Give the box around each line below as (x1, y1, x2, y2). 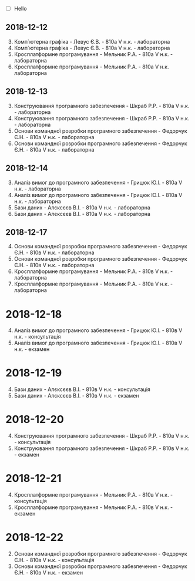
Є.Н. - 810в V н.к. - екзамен (14, 569, 83, 576)
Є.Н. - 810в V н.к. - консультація (14, 557, 95, 563)
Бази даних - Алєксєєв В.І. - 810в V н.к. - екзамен (14, 392, 139, 399)
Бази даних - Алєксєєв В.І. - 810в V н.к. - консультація (14, 386, 151, 393)
